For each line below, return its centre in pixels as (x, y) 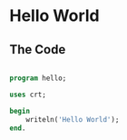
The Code (38, 50)
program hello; (38, 78)
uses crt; (28, 95)
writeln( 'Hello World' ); (73, 119)
